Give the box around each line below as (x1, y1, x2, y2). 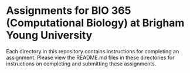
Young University (6, 29, 93, 42)
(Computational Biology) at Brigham (6, 16, 185, 30)
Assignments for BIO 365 (6, 4, 131, 17)
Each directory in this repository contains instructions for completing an (6, 48, 179, 54)
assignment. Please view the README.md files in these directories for (6, 54, 175, 61)
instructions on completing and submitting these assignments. (6, 60, 157, 67)
